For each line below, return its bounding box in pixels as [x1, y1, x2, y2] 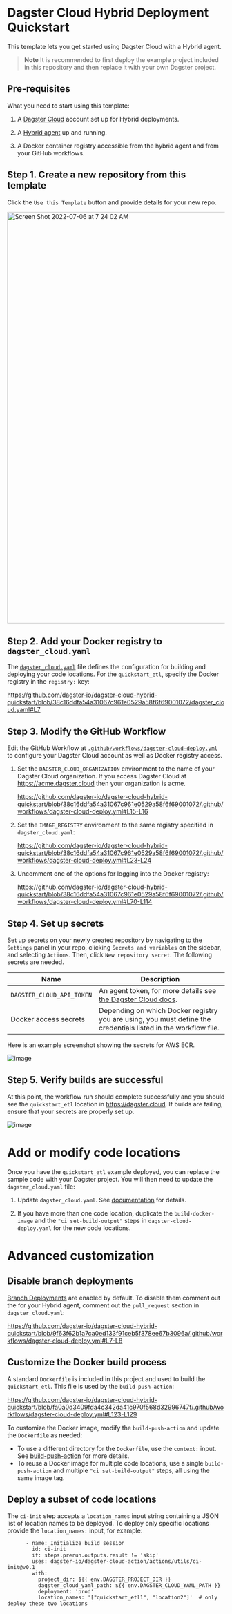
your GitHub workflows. [17, 148, 85, 157]
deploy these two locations [7, 1600, 88, 1607]
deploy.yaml [17, 1224, 52, 1232]
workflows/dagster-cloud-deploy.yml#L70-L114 [17, 898, 153, 906]
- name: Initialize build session [25, 1540, 126, 1547]
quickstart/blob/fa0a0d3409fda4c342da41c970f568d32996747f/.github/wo [7, 1403, 224, 1411]
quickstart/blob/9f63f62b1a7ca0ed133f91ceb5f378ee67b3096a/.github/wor [7, 1329, 223, 1337]
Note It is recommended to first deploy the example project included [23, 55, 219, 64]
